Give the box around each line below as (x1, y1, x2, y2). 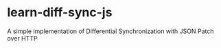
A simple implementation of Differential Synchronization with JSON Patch (7, 27, 214, 35)
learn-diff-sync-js (7, 5, 113, 20)
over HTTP (7, 34, 38, 42)
